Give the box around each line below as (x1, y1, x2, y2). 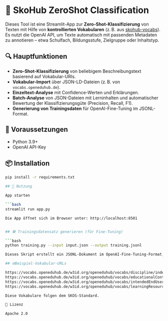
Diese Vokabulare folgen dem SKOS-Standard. (5, 293, 99, 298)
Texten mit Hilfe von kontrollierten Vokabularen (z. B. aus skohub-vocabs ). (5, 26, 161, 32)
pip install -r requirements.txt (5, 175, 75, 180)
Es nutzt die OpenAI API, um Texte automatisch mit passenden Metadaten (5, 32, 157, 38)
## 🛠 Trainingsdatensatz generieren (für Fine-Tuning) (5, 229, 123, 234)
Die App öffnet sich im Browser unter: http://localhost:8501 (5, 216, 137, 221)
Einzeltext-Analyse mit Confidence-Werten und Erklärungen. (12, 89, 139, 95)
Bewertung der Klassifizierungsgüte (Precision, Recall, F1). (12, 100, 133, 106)
